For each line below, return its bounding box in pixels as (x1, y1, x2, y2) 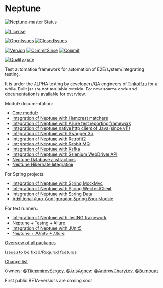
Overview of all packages (5, 239, 56, 246)
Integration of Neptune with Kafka (12, 146, 80, 152)
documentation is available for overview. (5, 91, 86, 97)
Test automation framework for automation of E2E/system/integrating (5, 66, 145, 72)
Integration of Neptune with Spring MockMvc (12, 180, 103, 186)
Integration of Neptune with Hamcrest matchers (12, 115, 108, 121)
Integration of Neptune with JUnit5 (12, 225, 82, 231)
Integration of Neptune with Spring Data (12, 191, 92, 197)
